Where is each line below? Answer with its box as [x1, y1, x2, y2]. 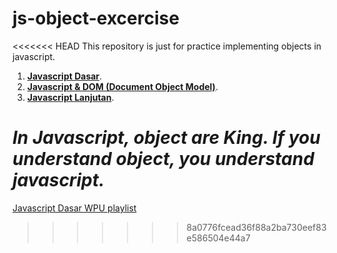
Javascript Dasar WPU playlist [12, 202, 137, 214]
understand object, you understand [12, 148, 315, 171]
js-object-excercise [12, 7, 180, 30]
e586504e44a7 [186, 232, 251, 244]
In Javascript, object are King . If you [12, 127, 321, 149]
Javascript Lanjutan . [26, 91, 115, 103]
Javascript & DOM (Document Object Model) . [26, 80, 219, 92]
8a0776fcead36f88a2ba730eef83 [186, 221, 327, 233]
